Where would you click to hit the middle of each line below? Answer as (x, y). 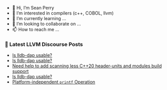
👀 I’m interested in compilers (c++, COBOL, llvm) (63, 13)
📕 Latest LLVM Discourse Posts (44, 44)
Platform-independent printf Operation (54, 82)
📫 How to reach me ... (36, 29)
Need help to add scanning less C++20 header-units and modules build (87, 66)
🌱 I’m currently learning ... (39, 18)
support (20, 71)
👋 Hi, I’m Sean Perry (33, 8)
